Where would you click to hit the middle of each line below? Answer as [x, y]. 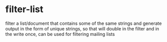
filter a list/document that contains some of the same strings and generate [84, 23]
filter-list [24, 9]
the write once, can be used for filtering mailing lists [60, 34]
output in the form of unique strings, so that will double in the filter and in [82, 28]
